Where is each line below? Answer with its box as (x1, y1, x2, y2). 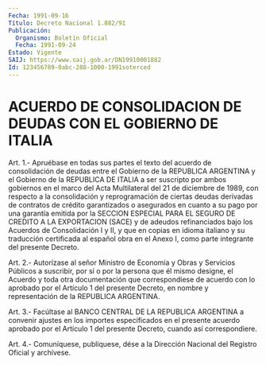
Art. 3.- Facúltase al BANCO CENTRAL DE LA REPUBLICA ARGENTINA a (8, 307, 245, 316)
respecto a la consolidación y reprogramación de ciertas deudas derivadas (8, 192, 253, 201)
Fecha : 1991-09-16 (8, 11, 69, 20)
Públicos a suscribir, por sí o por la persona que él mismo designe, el (8, 266, 233, 275)
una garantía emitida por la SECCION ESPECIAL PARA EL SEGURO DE (8, 208, 236, 218)
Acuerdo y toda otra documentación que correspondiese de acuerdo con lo (8, 274, 256, 284)
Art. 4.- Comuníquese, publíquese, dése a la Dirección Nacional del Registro (8, 339, 257, 348)
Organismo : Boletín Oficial (15, 33, 109, 42)
